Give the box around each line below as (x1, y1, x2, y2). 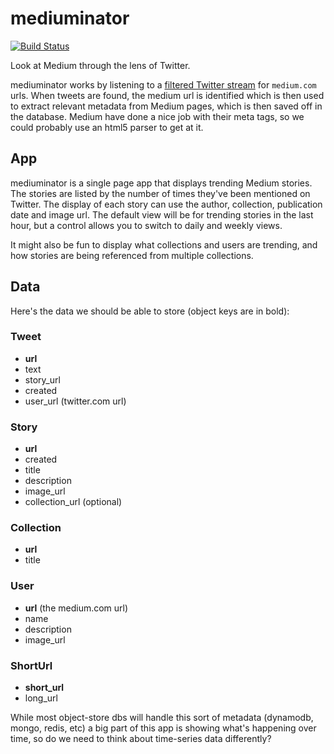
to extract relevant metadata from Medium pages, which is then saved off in (10, 100, 323, 112)
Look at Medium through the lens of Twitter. (10, 59, 191, 71)
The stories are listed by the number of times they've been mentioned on (10, 187, 311, 199)
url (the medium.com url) (24, 602, 129, 614)
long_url (24, 692, 58, 704)
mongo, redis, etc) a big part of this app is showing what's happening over (10, 722, 317, 734)
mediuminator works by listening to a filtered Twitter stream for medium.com (10, 78, 317, 91)
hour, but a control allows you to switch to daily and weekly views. (10, 219, 283, 231)
